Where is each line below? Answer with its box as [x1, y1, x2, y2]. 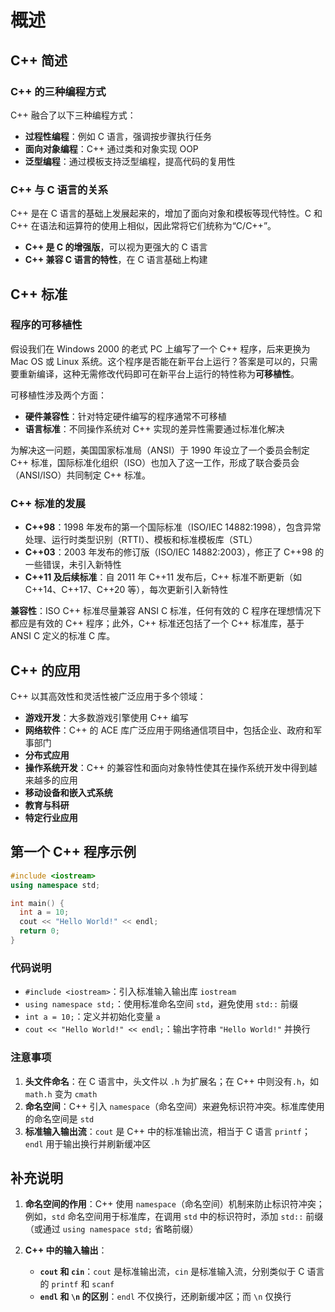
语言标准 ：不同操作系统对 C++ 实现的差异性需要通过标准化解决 [24, 422, 285, 435]
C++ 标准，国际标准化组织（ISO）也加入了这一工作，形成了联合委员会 [10, 456, 300, 468]
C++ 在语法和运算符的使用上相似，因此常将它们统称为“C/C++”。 [10, 220, 277, 232]
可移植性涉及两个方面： [10, 389, 107, 401]
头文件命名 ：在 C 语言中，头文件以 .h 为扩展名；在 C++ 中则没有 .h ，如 [24, 1075, 320, 1087]
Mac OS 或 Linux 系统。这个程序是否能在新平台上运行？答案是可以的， [10, 355, 301, 367]
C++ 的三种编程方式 [10, 84, 107, 98]
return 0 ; [19, 926, 60, 936]
